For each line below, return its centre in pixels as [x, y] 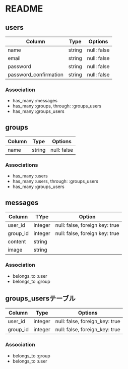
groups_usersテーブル [40, 298]
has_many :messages [35, 101]
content [17, 241]
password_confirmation [36, 75]
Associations [22, 165]
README [24, 9]
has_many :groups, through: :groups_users [57, 106]
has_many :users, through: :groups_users [55, 181]
